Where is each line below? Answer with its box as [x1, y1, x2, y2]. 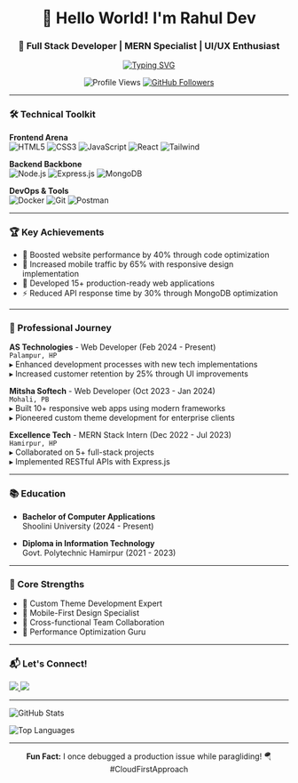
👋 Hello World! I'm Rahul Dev [42, 8, 256, 28]
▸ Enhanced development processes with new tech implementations [9, 359, 259, 370]
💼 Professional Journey [9, 322, 113, 334]
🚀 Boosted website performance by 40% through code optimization [21, 249, 270, 261]
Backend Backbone [9, 158, 82, 169]
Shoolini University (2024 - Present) [21, 521, 154, 531]
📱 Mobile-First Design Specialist [21, 607, 140, 618]
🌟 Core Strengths [9, 577, 85, 590]
